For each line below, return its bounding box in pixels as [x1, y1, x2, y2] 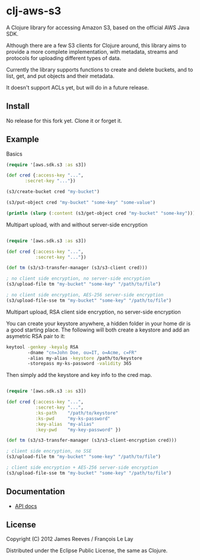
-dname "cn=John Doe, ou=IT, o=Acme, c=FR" [27, 349, 137, 355]
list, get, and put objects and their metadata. [6, 72, 115, 79]
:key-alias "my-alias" [35, 421, 95, 427]
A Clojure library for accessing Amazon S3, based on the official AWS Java [6, 24, 190, 31]
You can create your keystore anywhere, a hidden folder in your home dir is [6, 320, 191, 327]
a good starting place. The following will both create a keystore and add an [6, 326, 190, 333]
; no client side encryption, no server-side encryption [6, 276, 151, 281]
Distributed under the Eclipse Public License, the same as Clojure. [6, 547, 168, 554]
